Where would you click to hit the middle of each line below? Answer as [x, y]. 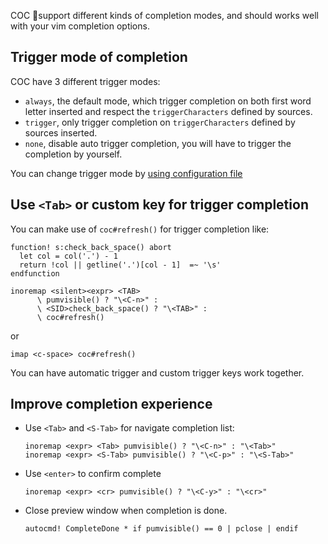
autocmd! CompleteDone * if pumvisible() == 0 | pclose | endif [161, 529]
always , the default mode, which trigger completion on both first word [168, 101]
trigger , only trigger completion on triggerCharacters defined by [160, 122]
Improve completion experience [111, 404]
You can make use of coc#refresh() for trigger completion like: [140, 229]
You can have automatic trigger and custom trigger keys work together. [157, 372]
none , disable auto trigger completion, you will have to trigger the [158, 143]
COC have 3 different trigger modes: [85, 81]
